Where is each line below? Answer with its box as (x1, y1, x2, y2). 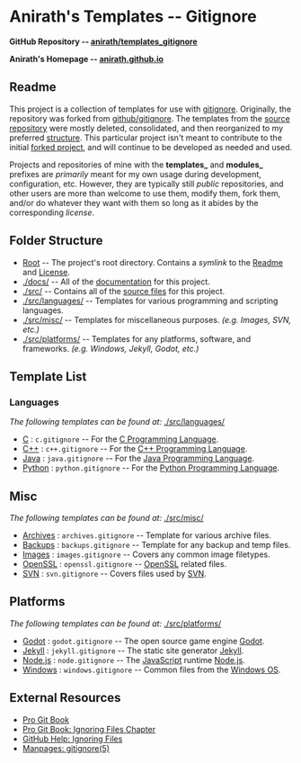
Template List (9, 369, 87, 384)
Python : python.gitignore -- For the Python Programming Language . (22, 462, 280, 473)
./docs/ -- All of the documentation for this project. (22, 276, 211, 287)
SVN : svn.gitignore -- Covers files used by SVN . (22, 569, 207, 579)
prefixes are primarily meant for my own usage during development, (9, 168, 262, 179)
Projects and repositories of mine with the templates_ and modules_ (9, 159, 263, 170)
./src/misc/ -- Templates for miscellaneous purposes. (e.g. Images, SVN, (22, 314, 292, 325)
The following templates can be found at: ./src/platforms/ (9, 618, 222, 629)
